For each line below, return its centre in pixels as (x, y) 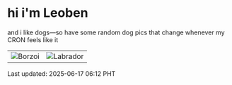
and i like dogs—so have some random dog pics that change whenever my (116, 32)
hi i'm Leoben (48, 13)
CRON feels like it (33, 39)
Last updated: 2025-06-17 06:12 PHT (62, 73)
